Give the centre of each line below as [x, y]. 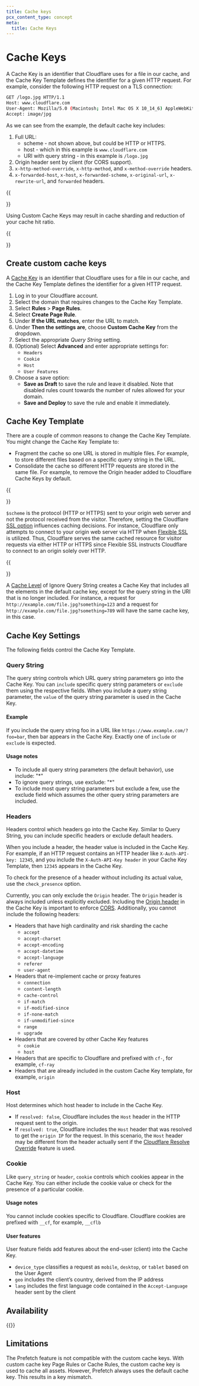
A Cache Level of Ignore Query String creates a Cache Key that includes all [98, 586]
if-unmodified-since [49, 1021]
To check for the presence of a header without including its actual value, [94, 878]
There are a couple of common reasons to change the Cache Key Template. [99, 435]
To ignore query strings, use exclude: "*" [65, 782]
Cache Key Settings [43, 635]
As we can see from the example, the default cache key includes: [86, 125]
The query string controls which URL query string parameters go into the [95, 678]
